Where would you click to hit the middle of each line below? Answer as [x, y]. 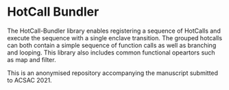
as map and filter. [32, 59]
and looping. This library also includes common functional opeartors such [111, 52]
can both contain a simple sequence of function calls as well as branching [112, 45]
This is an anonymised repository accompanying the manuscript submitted [112, 73]
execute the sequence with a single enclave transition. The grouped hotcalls [115, 37]
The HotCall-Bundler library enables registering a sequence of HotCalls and [114, 31]
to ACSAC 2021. [30, 80]
